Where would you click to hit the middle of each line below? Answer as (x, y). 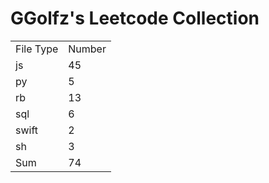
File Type (37, 49)
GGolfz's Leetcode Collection (135, 18)
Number (87, 49)
